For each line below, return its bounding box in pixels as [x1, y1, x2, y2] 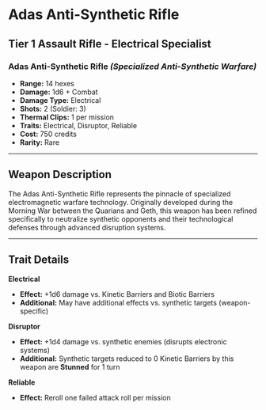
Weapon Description [8, 168, 112, 181]
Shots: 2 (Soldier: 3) [19, 104, 87, 113]
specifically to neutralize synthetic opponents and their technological [8, 214, 234, 223]
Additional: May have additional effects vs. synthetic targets [19, 298, 218, 307]
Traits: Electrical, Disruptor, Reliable [19, 120, 137, 130]
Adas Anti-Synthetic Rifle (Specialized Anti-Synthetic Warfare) [8, 61, 257, 72]
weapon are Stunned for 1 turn [19, 362, 120, 371]
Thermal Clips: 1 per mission [19, 112, 115, 122]
